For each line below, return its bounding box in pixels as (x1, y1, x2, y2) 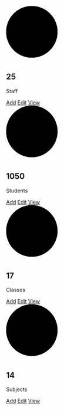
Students (6, 187, 28, 194)
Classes (6, 286, 25, 294)
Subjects (6, 386, 28, 393)
